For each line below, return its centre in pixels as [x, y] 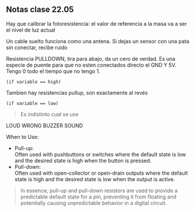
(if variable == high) [34, 82]
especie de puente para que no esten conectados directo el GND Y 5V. [91, 65]
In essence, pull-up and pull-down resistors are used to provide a [99, 190]
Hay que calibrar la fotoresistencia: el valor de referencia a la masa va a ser [97, 23]
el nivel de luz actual [31, 30]
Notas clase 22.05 [40, 10]
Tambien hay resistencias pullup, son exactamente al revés [77, 92]
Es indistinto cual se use [49, 114]
